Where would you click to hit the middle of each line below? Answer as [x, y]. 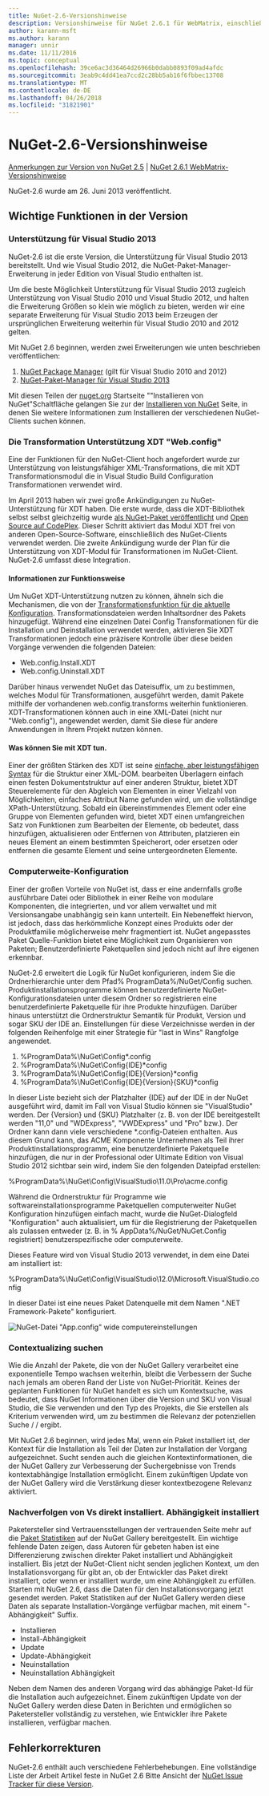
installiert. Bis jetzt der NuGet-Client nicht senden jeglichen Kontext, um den [134, 1563]
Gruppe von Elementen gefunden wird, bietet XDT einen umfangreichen [126, 817]
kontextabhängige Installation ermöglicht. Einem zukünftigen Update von [128, 1474]
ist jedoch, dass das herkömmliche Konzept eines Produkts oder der [121, 923]
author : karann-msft [43, 30]
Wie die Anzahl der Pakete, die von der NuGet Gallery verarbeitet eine [123, 1365]
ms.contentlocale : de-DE [50, 90]
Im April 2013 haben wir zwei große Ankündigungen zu [99, 500]
